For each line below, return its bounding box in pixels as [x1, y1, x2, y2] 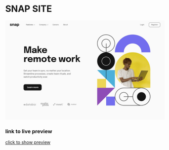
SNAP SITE [5, 3, 52, 15]
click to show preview [5, 139, 51, 145]
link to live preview [5, 128, 52, 135]
